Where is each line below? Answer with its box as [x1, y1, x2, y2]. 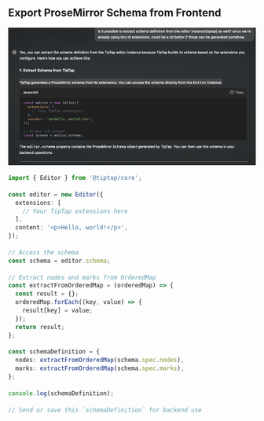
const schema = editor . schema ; [8, 257, 111, 265]
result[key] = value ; [22, 306, 93, 315]
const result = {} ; [15, 290, 79, 298]
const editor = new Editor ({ [8, 190, 104, 199]
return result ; [15, 323, 65, 331]
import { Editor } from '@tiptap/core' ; [8, 174, 143, 182]
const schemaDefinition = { [8, 348, 101, 356]
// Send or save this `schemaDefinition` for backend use [8, 406, 202, 414]
